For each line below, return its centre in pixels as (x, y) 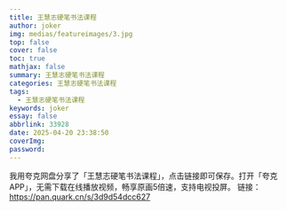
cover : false (33, 51)
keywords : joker (39, 108)
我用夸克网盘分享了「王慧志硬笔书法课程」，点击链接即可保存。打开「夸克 (143, 176)
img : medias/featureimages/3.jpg (71, 34)
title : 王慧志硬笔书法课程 (53, 17)
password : (28, 149)
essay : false (33, 116)
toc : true (28, 59)
